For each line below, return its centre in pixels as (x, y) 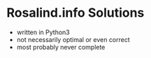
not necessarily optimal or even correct (73, 39)
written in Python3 (43, 32)
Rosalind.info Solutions (75, 13)
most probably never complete (61, 47)
